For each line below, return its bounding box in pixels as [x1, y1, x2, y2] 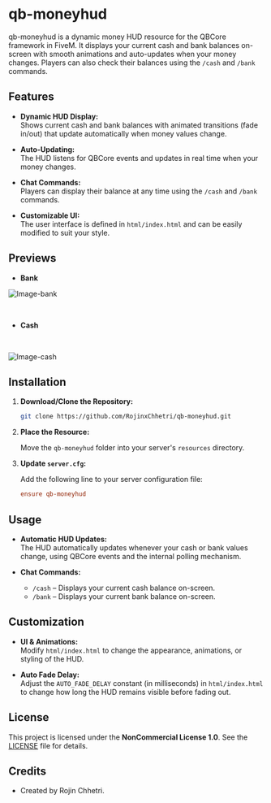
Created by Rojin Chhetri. [19, 786, 105, 796]
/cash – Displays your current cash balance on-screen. [32, 583, 216, 592]
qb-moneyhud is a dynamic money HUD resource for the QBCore [8, 32, 227, 41]
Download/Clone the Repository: [19, 397, 134, 406]
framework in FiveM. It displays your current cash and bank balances [8, 40, 240, 50]
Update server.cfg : [19, 458, 87, 468]
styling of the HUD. [19, 653, 84, 663]
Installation [8, 375, 67, 388]
